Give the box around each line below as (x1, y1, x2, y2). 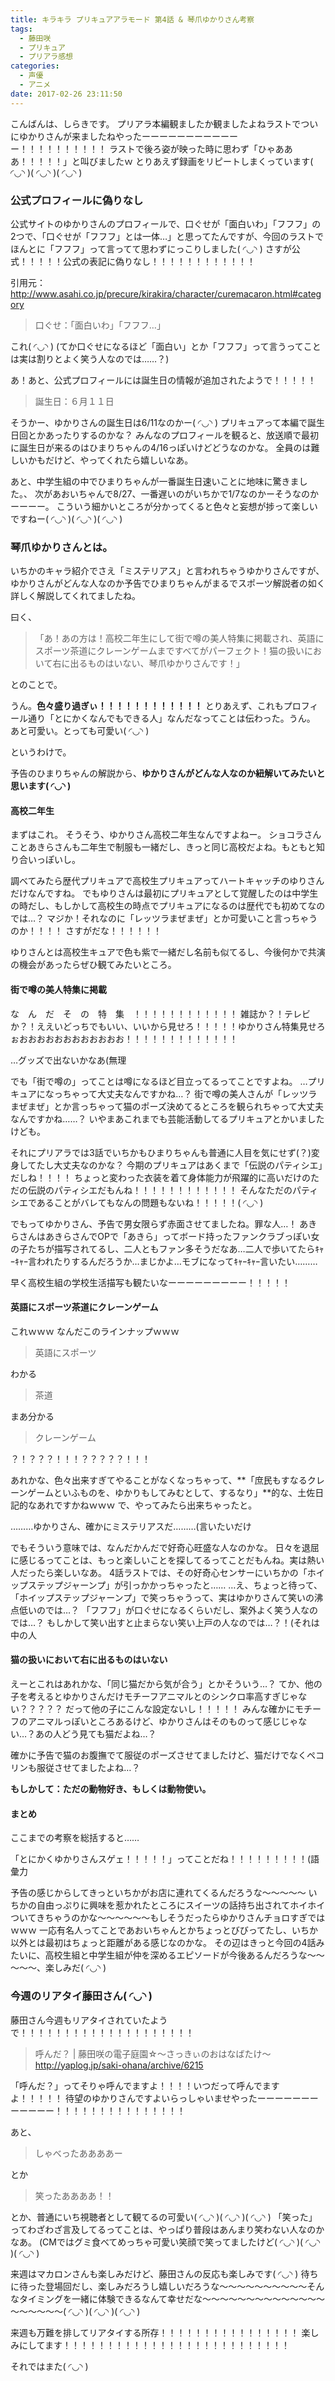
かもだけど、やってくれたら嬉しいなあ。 (27, 454, 194, 466)
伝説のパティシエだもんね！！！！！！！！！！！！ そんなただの (27, 1184, 293, 1196)
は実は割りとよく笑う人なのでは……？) (10, 352, 170, 365)
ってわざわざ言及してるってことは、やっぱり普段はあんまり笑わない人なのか (10, 2223, 325, 2235)
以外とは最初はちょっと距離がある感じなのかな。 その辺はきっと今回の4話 (10, 1937, 317, 1949)
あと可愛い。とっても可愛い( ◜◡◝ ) (10, 725, 150, 737)
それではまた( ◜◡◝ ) (10, 2360, 89, 2372)
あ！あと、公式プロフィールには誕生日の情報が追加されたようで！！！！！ (10, 374, 317, 386)
